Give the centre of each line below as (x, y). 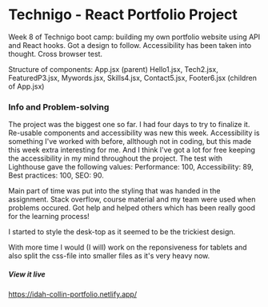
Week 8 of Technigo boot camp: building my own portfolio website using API (134, 37)
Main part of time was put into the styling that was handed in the (114, 191)
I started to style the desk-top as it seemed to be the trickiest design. (122, 232)
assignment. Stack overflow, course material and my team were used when (132, 199)
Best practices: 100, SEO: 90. (56, 175)
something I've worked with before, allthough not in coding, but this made (130, 142)
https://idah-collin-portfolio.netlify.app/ (73, 294)
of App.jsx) (26, 86)
